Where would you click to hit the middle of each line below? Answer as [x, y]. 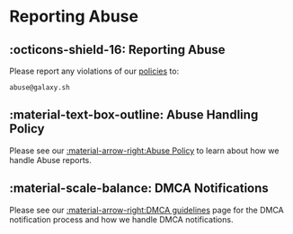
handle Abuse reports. [50, 160]
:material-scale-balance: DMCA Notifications [139, 189]
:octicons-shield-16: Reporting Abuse [118, 50]
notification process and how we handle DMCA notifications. [121, 219]
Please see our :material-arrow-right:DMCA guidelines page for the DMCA [147, 210]
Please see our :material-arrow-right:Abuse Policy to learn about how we [144, 151]
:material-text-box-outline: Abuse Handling [134, 115]
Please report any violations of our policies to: [94, 71]
